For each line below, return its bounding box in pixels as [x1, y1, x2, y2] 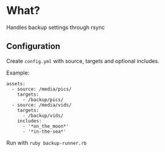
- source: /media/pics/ [12, 86, 72, 92]
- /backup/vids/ [22, 113, 64, 119]
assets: [6, 81, 26, 87]
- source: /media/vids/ [12, 102, 72, 108]
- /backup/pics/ [22, 96, 64, 103]
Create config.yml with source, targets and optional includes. [6, 57, 160, 64]
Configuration [6, 41, 61, 51]
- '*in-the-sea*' [22, 128, 67, 134]
